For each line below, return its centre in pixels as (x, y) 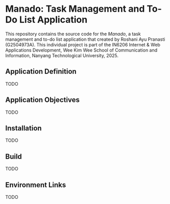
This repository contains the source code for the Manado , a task (73, 34)
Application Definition (41, 72)
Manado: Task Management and (75, 9)
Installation (23, 128)
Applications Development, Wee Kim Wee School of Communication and (81, 50)
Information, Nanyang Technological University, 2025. (62, 55)
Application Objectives (43, 100)
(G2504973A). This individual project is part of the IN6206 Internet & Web (83, 44)
